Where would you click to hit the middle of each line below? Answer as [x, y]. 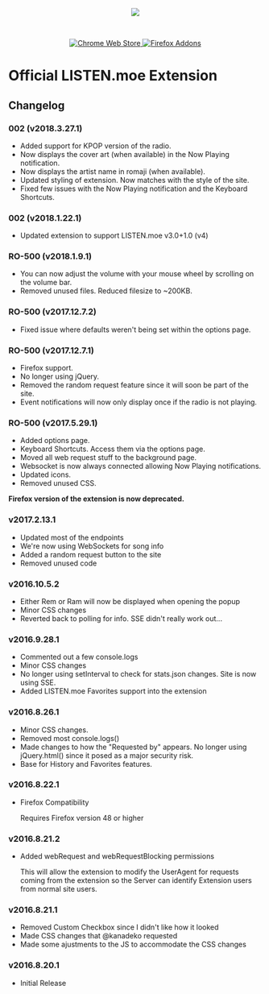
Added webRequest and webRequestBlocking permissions [117, 856]
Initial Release [43, 983]
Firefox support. [47, 368]
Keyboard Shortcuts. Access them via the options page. [112, 449]
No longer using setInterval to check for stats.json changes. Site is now [138, 674]
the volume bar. [46, 283]
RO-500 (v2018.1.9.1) [50, 256]
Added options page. [55, 441]
